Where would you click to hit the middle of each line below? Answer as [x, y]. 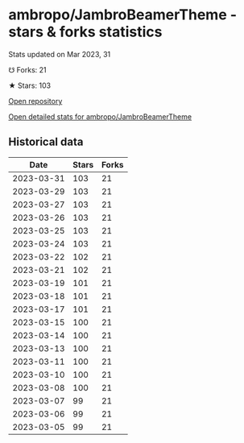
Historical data [46, 142]
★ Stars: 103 [29, 85]
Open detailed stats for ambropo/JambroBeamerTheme [100, 116]
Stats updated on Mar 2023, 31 [60, 54]
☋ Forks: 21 [27, 69]
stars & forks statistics [85, 32]
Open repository [35, 101]
